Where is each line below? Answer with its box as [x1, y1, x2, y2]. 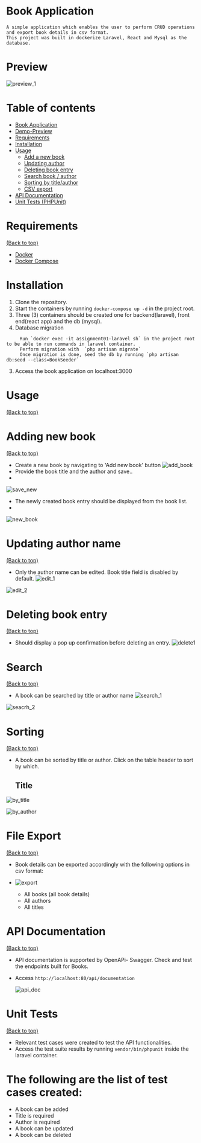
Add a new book [23, 153, 65, 161]
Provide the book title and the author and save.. [14, 468, 133, 475]
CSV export [23, 185, 53, 193]
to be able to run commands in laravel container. [6, 341, 136, 347]
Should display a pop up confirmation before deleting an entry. [14, 639, 170, 646]
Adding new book [6, 430, 96, 443]
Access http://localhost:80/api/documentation [14, 975, 135, 981]
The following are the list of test [6, 1073, 168, 1087]
